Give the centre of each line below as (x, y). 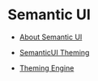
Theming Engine (47, 68)
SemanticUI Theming (54, 52)
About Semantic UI (51, 37)
